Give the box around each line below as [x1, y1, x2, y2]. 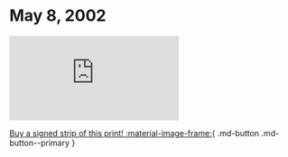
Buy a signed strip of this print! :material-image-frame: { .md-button [9, 127, 260, 138]
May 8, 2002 [9, 5, 107, 26]
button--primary [9, 137, 70, 148]
